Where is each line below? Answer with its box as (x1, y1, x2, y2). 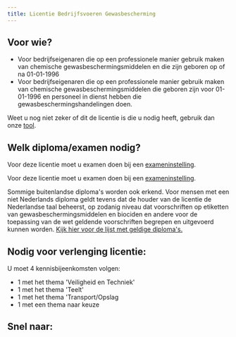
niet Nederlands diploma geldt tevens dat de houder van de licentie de (7, 195, 212, 204)
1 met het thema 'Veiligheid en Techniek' (17, 278, 135, 286)
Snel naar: (7, 321, 54, 333)
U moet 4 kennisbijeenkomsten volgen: (7, 264, 121, 273)
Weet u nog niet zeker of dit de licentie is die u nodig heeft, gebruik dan (7, 114, 215, 122)
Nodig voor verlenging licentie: (7, 245, 147, 257)
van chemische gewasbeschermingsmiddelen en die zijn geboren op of (17, 63, 225, 71)
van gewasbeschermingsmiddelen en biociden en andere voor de (7, 210, 198, 219)
